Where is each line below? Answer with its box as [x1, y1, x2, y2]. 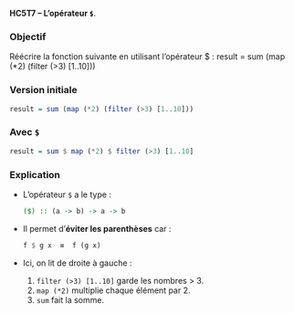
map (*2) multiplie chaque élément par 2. [36, 285, 191, 296]
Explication [9, 168, 61, 181]
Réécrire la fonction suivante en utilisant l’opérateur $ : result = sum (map [9, 51, 286, 62]
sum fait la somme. [36, 294, 105, 305]
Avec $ [9, 126, 40, 139]
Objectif [9, 30, 47, 43]
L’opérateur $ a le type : [22, 189, 112, 200]
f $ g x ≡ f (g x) [22, 241, 101, 250]
